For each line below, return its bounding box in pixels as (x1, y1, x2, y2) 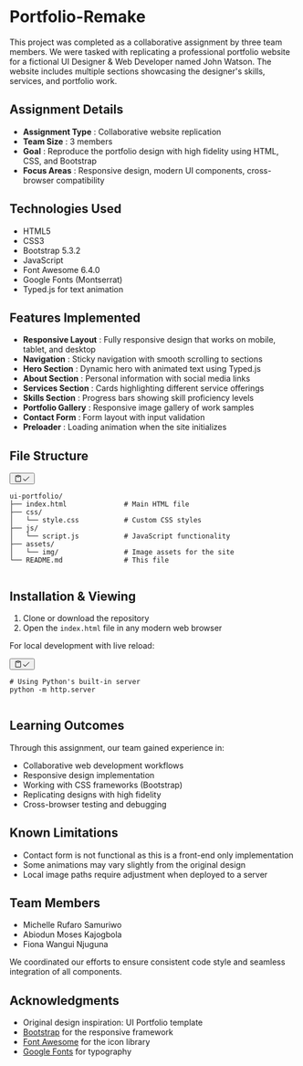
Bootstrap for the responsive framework (22, 1027, 173, 1038)
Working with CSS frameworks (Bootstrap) (22, 779, 183, 790)
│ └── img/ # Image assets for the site (9, 548, 235, 557)
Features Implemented (9, 310, 141, 325)
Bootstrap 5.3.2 (22, 245, 81, 256)
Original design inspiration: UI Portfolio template (22, 1017, 204, 1029)
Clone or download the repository (22, 613, 150, 623)
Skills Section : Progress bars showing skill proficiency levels (22, 393, 254, 404)
